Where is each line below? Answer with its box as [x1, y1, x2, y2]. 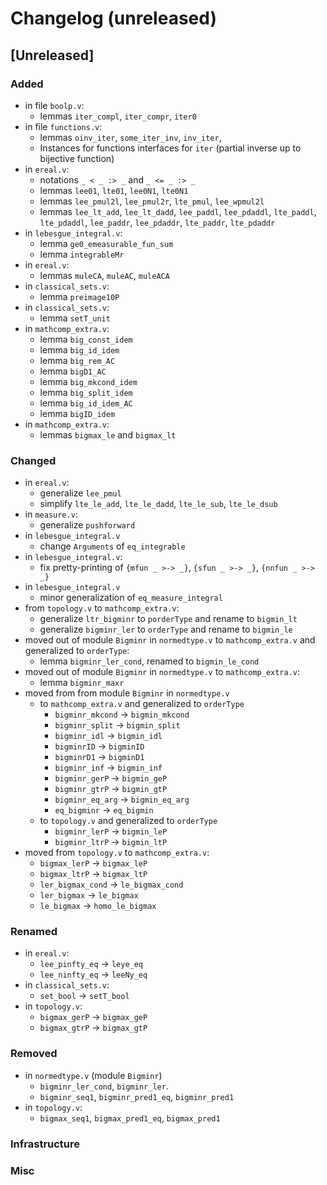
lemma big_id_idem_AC [39, 397, 133, 409]
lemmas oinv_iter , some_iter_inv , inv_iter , [39, 131, 222, 143]
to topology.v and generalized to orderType [39, 815, 218, 827]
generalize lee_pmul [39, 487, 122, 499]
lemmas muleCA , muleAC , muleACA [39, 269, 170, 281]
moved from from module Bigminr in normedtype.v [24, 687, 230, 699]
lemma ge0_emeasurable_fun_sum [39, 237, 174, 249]
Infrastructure [10, 1137, 81, 1151]
